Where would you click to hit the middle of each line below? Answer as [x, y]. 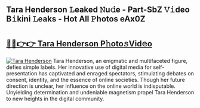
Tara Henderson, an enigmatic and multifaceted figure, [120, 61]
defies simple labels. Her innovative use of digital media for [79, 67]
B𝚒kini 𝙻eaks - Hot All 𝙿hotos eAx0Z [76, 19]
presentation [22, 73]
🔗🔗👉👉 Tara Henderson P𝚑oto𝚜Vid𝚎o [79, 44]
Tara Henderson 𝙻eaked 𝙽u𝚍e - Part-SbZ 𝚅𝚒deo [98, 10]
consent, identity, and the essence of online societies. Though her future [96, 80]
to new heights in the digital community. [55, 99]
